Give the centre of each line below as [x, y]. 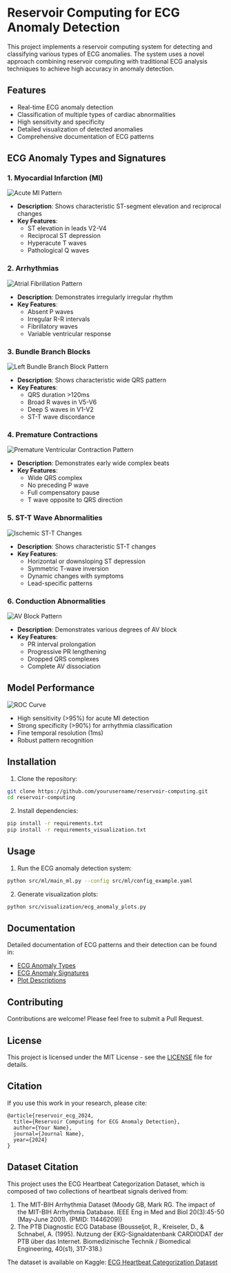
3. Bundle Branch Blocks [49, 351]
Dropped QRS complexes [63, 659]
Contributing [35, 1002]
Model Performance [51, 688]
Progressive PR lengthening [67, 651]
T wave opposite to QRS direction [75, 500]
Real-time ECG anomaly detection [65, 107]
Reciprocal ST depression [64, 236]
